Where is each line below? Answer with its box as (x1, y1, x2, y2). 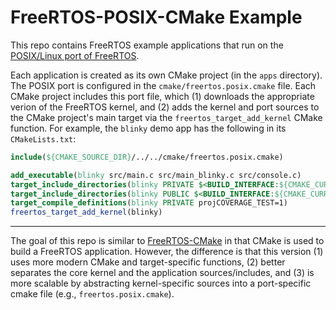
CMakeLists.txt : (10, 132, 77, 145)
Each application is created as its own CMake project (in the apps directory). (10, 69, 323, 81)
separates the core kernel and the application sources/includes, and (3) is (10, 267, 315, 279)
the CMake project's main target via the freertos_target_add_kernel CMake (10, 111, 323, 123)
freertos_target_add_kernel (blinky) (10, 207, 163, 218)
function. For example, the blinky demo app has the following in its (10, 122, 287, 134)
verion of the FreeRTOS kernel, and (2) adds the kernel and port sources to (10, 101, 320, 113)
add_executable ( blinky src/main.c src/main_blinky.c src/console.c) (10, 170, 302, 180)
